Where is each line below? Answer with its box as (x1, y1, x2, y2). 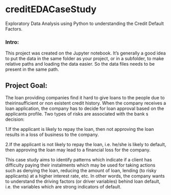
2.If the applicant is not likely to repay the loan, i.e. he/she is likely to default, (5, 142, 166, 148)
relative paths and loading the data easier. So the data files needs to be (5, 61, 155, 67)
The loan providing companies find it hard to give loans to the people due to (5, 95, 165, 101)
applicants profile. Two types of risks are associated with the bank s (5, 111, 149, 117)
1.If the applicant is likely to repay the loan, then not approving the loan (5, 126, 154, 132)
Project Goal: (5, 81, 47, 90)
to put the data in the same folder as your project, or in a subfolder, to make (5, 55, 164, 62)
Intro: (5, 38, 19, 45)
